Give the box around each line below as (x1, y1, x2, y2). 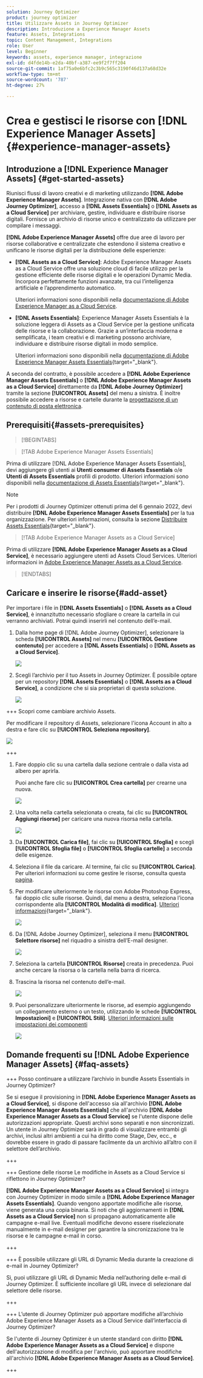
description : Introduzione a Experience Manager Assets (6, 26, 150, 32)
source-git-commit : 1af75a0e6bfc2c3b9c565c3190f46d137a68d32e (6, 65, 167, 72)
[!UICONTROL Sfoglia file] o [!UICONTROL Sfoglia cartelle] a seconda (15, 845, 193, 852)
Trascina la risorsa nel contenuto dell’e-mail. (15, 978, 126, 985)
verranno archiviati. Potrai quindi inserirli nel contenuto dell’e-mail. (6, 617, 172, 624)
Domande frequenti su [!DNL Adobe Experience (6, 1050, 190, 1060)
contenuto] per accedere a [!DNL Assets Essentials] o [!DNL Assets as (15, 642, 196, 649)
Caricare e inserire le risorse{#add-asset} (6, 588, 168, 598)
